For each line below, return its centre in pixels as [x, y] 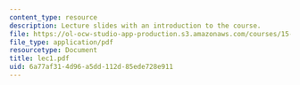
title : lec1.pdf [39, 58]
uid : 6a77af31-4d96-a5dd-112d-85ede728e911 [92, 67]
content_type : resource [54, 17]
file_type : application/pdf [62, 42]
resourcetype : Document [54, 50]
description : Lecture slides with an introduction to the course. [135, 26]
